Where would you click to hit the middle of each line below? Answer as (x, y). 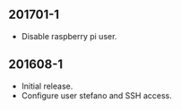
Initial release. (47, 86)
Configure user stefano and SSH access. (96, 95)
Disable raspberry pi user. (69, 36)
